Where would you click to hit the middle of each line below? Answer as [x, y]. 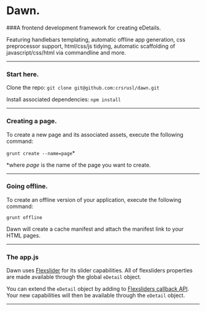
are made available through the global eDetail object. [74, 277]
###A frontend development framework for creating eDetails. [84, 28]
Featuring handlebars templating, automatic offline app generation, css [96, 39]
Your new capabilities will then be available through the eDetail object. [96, 296]
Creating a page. [32, 121]
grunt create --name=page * [41, 153]
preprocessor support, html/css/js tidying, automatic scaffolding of [91, 46]
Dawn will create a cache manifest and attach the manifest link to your [95, 229]
